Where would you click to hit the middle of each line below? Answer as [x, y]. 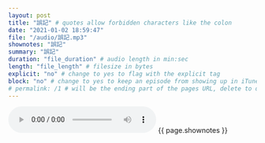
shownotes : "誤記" [37, 45]
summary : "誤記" [34, 52]
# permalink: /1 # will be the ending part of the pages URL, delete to [130, 88]
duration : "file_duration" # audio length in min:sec [99, 60]
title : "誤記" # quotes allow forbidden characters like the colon [120, 23]
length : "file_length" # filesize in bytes [81, 67]
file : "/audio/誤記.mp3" [48, 37]
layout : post [30, 15]
